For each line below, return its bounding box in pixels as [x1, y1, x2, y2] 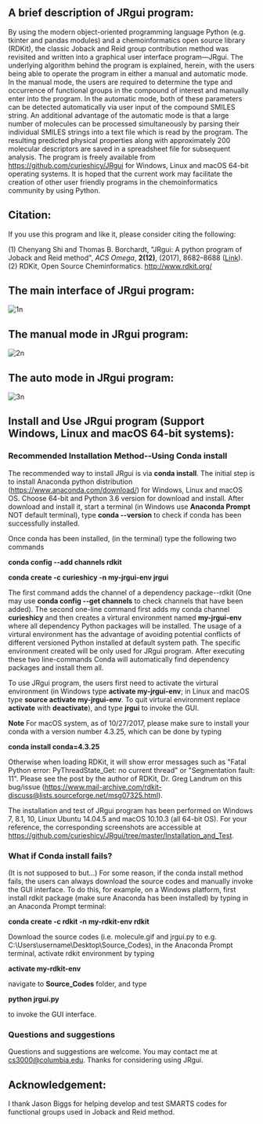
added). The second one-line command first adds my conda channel [8, 604, 230, 613]
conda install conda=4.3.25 [8, 741, 100, 751]
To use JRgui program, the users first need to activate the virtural [8, 678, 219, 687]
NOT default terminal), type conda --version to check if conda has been [8, 510, 242, 519]
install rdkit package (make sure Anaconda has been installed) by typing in [8, 893, 249, 902]
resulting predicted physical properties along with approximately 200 [8, 135, 231, 145]
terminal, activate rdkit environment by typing [8, 949, 155, 958]
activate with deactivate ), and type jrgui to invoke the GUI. [8, 703, 200, 712]
